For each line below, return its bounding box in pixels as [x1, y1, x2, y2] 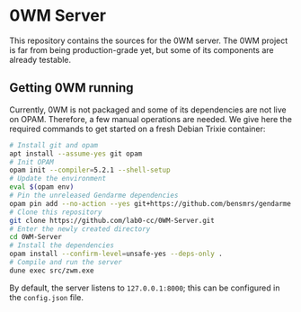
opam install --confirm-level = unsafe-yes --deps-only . [9, 249, 223, 259]
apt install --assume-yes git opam [9, 149, 143, 158]
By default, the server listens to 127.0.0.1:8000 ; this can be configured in [9, 282, 280, 293]
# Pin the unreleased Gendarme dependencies [9, 191, 179, 200]
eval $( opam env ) [9, 183, 75, 192]
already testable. [9, 54, 72, 65]
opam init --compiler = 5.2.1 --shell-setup [9, 165, 171, 175]
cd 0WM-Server [9, 233, 63, 242]
